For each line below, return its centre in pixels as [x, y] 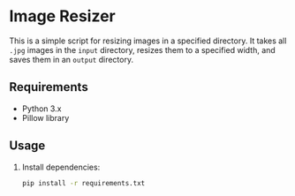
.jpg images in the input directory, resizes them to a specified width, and [142, 49]
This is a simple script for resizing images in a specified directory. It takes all [148, 41]
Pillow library [45, 117]
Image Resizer [63, 16]
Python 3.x [42, 109]
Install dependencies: [61, 167]
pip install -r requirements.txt [83, 183]
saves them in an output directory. [72, 59]
